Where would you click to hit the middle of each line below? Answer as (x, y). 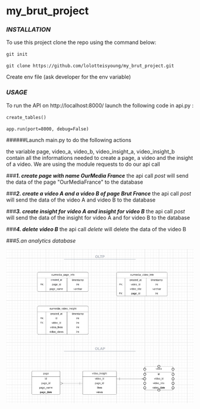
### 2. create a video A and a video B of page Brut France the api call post (99, 193)
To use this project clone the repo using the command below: (81, 42)
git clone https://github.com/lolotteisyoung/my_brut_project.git (90, 66)
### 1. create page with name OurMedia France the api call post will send (97, 175)
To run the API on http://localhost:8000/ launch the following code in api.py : (100, 105)
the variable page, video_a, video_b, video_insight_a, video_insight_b (90, 151)
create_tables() (26, 117)
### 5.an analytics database (41, 240)
